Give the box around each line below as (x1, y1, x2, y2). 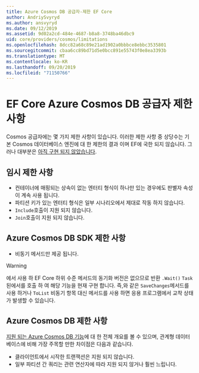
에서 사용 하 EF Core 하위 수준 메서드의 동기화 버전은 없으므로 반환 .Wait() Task (6, 274, 193, 281)
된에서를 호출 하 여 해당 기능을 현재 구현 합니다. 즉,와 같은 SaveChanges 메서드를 (6, 282, 189, 289)
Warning (6, 262, 27, 269)
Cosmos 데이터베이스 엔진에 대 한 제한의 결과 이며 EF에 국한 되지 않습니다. (12, 141, 186, 148)
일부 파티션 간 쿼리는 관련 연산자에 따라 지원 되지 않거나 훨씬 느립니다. (14, 360, 177, 368)
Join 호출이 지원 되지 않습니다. (14, 214, 85, 221)
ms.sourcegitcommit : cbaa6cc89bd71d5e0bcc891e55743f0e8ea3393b (6, 48, 167, 54)
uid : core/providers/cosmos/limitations (6, 36, 108, 42)
